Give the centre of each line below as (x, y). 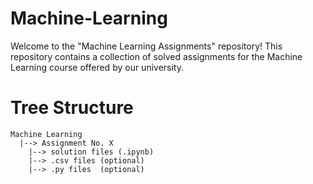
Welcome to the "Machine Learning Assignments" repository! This (146, 46)
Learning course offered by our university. (97, 67)
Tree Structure (72, 108)
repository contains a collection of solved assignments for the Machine (156, 56)
